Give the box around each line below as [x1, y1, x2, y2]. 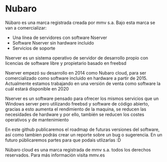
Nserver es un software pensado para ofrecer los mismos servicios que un [5, 95, 159, 101]
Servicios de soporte [12, 45, 56, 51]
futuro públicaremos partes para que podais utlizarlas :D [5, 137, 121, 143]
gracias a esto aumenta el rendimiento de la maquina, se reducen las [5, 106, 147, 112]
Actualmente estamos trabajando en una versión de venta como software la [5, 80, 161, 86]
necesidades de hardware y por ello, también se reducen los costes [5, 111, 145, 117]
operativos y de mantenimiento [5, 116, 69, 122]
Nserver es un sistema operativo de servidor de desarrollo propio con [5, 54, 149, 60]
